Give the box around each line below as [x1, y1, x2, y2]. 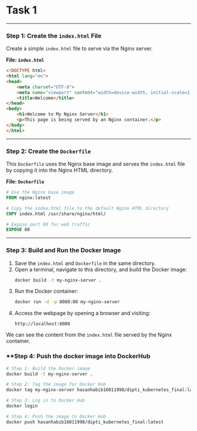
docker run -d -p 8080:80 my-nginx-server [14, 299, 120, 305]
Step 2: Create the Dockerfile [6, 147, 91, 155]
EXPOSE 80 [6, 227, 30, 233]
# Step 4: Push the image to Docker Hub [6, 413, 107, 419]
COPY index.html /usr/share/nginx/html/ [6, 211, 107, 217]
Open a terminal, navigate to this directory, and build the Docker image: [14, 266, 188, 273]
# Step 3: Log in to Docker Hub [6, 398, 85, 403]
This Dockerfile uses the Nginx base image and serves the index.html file [6, 161, 185, 168]
